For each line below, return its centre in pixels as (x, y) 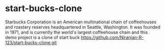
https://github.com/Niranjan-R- (112, 37)
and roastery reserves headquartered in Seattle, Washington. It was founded (83, 27)
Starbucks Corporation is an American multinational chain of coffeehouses (81, 22)
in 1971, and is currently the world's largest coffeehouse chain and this (76, 32)
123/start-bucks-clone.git (31, 42)
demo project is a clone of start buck (43, 37)
